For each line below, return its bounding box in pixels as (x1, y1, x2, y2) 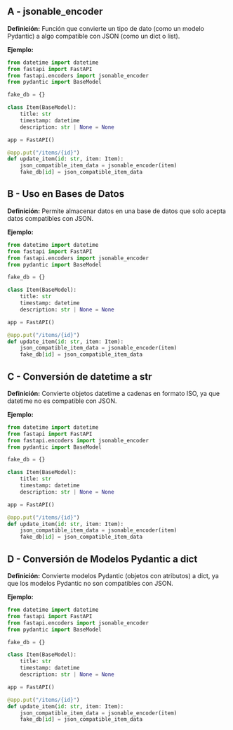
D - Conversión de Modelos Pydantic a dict (7, 553, 198, 565)
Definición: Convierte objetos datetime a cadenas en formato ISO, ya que (7, 389, 220, 397)
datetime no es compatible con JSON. (7, 397, 117, 405)
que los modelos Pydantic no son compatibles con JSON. (7, 579, 173, 587)
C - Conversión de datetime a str (7, 371, 152, 383)
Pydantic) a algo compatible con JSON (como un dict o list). (7, 32, 180, 40)
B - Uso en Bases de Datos (7, 188, 125, 200)
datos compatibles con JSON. (7, 214, 94, 222)
